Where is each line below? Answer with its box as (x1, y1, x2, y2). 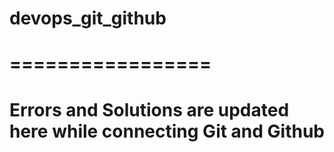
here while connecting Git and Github (9, 120, 326, 142)
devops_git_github (9, 7, 167, 30)
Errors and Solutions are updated (9, 98, 290, 121)
